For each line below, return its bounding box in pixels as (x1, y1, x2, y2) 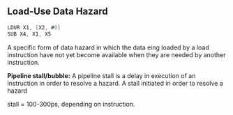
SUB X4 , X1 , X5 (7, 31, 52, 38)
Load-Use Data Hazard (7, 6, 108, 17)
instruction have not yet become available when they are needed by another (7, 50, 226, 59)
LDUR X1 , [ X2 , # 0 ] (7, 24, 61, 31)
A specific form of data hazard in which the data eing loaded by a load (7, 43, 209, 52)
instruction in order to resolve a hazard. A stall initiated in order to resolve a (7, 79, 223, 87)
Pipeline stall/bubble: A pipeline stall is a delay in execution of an (7, 71, 196, 79)
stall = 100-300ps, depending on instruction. (7, 100, 135, 108)
